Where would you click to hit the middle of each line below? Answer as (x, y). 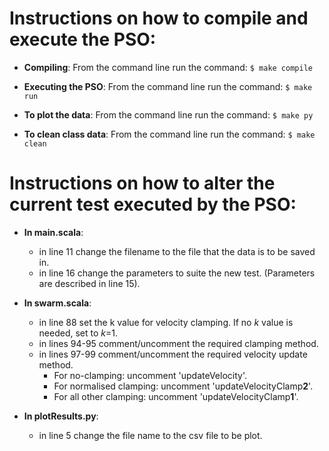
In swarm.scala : (57, 303)
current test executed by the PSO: (153, 204)
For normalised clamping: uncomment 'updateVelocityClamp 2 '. (183, 386)
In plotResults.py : (61, 416)
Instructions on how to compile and (159, 18)
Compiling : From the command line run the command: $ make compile (168, 67)
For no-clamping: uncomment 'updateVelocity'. (150, 375)
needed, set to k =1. (78, 333)
